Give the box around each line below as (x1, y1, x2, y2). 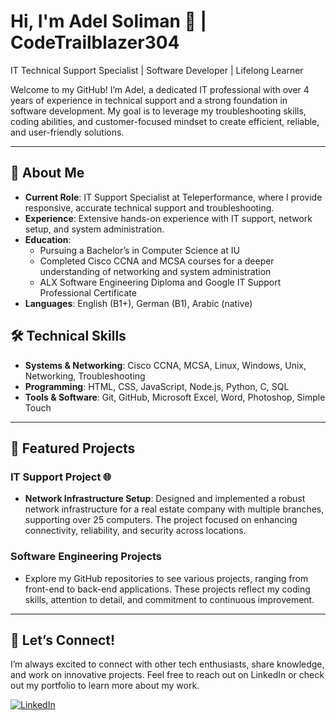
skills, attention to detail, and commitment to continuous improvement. (24, 593, 315, 605)
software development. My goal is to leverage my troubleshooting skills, (10, 105, 307, 117)
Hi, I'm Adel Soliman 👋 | (10, 10, 207, 33)
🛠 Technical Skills (10, 328, 127, 345)
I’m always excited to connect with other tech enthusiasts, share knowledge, (10, 658, 325, 670)
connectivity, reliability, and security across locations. (24, 525, 247, 537)
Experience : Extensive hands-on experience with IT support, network (24, 212, 313, 224)
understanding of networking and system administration (39, 265, 272, 277)
